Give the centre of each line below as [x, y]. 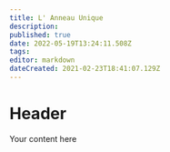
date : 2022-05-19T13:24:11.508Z [70, 43]
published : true [40, 35]
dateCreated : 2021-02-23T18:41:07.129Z [85, 69]
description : [34, 26]
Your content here [43, 138]
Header [38, 114]
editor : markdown [42, 60]
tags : [20, 52]
